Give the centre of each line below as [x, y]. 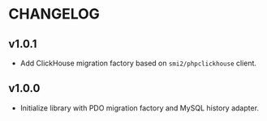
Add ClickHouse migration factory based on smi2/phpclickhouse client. [138, 63]
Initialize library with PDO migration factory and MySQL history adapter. [140, 108]
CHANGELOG [54, 14]
